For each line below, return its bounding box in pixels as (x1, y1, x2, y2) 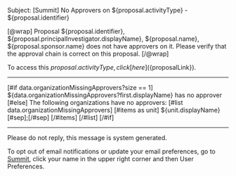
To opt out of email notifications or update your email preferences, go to (7, 147, 216, 156)
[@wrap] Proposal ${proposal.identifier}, (7, 27, 125, 35)
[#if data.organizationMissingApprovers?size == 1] (7, 84, 153, 92)
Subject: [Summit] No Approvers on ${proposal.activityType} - (7, 6, 188, 14)
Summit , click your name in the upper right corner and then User (7, 155, 195, 163)
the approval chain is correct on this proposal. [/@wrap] (7, 49, 169, 58)
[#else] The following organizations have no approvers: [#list (7, 99, 183, 106)
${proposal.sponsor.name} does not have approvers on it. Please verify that (7, 42, 227, 50)
